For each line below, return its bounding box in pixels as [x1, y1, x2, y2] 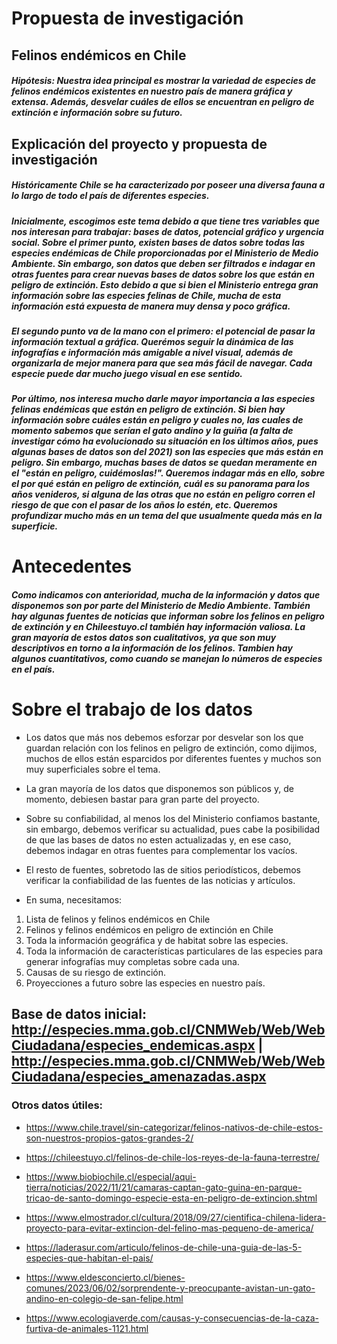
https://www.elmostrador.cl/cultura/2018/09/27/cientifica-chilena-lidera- [25, 1211, 327, 1223]
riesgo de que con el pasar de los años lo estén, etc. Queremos [11, 499, 278, 511]
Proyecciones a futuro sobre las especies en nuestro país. [25, 977, 266, 989]
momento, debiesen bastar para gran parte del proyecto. [25, 793, 260, 805]
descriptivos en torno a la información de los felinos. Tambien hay [11, 642, 293, 654]
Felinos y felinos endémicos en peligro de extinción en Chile [25, 924, 274, 936]
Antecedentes [11, 555, 133, 578]
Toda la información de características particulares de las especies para [25, 945, 324, 957]
